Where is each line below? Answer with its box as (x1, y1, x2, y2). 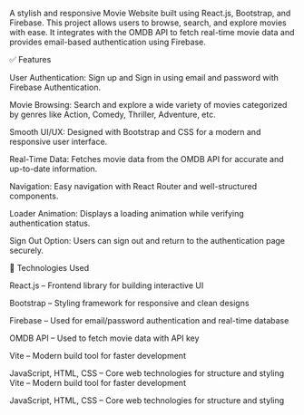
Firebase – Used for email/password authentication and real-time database (9, 315, 289, 325)
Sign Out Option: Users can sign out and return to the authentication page (9, 236, 286, 246)
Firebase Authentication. (9, 82, 102, 92)
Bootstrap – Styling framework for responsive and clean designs (9, 298, 250, 308)
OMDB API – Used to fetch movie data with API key (9, 333, 200, 343)
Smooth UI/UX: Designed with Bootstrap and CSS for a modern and (9, 127, 261, 137)
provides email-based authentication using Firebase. (9, 36, 207, 47)
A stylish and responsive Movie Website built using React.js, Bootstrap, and (9, 8, 291, 18)
